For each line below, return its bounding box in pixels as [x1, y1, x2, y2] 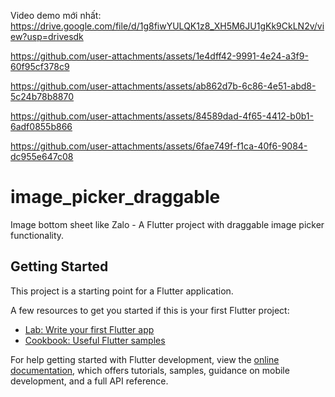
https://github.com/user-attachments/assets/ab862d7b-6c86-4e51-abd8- [10, 80, 317, 92]
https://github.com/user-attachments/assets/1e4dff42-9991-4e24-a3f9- [10, 50, 309, 62]
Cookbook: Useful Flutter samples [24, 334, 166, 346]
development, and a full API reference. [10, 375, 169, 387]
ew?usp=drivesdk [10, 31, 84, 42]
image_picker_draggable [10, 186, 221, 209]
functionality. [10, 229, 65, 241]
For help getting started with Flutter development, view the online [10, 353, 280, 365]
